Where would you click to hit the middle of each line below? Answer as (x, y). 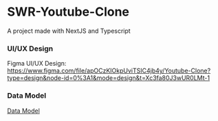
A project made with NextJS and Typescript (69, 31)
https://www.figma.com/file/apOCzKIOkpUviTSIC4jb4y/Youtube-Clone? (109, 71)
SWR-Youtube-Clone (68, 12)
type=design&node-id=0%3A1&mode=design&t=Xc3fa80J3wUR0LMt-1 (109, 78)
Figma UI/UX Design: (37, 64)
